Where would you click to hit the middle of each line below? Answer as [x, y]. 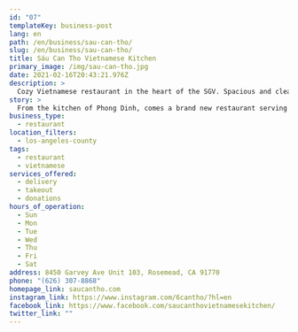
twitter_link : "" [41, 314]
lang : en [25, 34]
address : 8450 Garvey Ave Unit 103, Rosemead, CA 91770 [114, 273]
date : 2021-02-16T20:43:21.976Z [69, 75]
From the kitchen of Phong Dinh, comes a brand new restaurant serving [153, 108]
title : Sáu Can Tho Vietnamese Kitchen [83, 58]
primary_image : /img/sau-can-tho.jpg [79, 67]
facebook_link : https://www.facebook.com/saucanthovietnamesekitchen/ [142, 305]
